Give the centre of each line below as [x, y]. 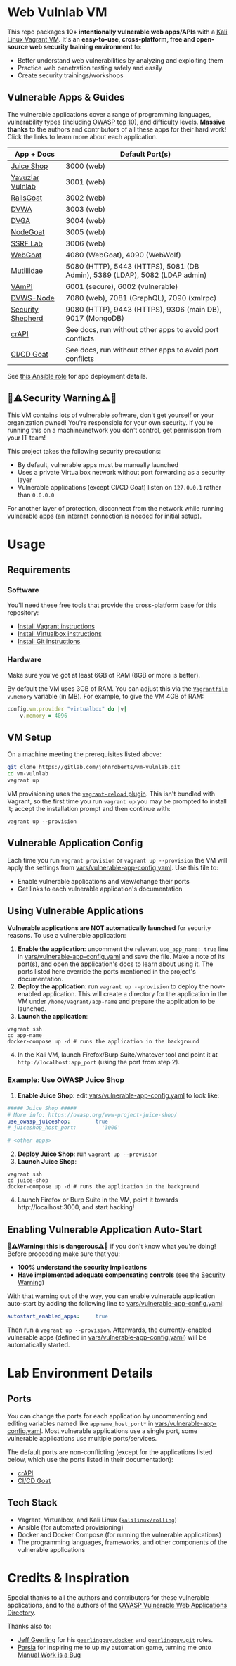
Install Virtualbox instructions [59, 634]
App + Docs [35, 154]
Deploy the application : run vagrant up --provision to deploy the [113, 986]
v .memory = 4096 [44, 716]
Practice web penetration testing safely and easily [90, 68]
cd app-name [25, 1035]
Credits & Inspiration [68, 1578]
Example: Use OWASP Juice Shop [66, 1080]
